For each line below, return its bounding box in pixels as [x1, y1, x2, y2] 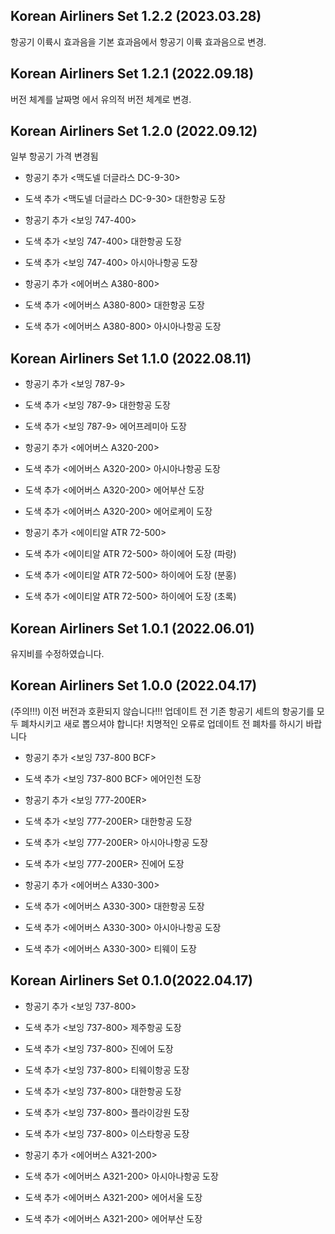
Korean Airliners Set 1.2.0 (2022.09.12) [10, 123, 258, 140]
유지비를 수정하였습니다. [10, 648, 105, 660]
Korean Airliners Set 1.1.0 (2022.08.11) [10, 350, 252, 367]
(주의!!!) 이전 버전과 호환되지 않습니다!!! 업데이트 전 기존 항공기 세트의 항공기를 [10, 705, 315, 717]
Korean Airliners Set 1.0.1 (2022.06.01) [10, 620, 255, 637]
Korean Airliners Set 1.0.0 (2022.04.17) [10, 677, 258, 694]
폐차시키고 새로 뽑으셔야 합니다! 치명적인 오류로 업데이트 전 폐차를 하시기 [20, 717, 304, 729]
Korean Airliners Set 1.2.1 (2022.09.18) [10, 65, 255, 83]
